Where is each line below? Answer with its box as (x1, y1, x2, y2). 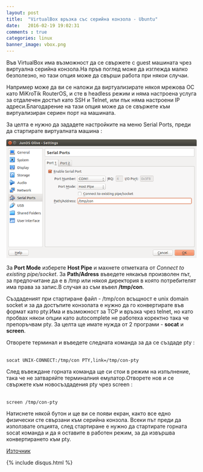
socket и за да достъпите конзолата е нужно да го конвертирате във (6, 302, 184, 309)
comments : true (6, 29, 47, 35)
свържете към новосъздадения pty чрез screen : (6, 381, 133, 388)
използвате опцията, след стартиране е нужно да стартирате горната (6, 423, 187, 430)
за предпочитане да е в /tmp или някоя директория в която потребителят (6, 277, 196, 284)
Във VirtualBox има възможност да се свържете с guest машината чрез (6, 59, 192, 66)
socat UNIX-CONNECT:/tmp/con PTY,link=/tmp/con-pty (6, 357, 139, 364)
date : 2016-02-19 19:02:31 (6, 22, 80, 28)
